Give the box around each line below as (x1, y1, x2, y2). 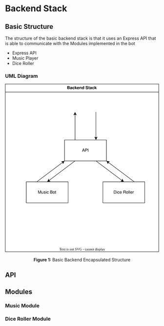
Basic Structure (5, 22, 54, 31)
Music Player (12, 55, 39, 61)
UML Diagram (5, 72, 38, 79)
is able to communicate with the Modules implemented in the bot (5, 41, 135, 46)
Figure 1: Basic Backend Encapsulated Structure (33, 257, 131, 262)
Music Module (5, 302, 40, 309)
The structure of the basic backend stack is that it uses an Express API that (5, 35, 156, 41)
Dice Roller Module (5, 315, 51, 322)
